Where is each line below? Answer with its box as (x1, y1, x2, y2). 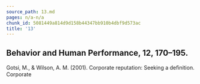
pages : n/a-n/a (6, 14, 44, 20)
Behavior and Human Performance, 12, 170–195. (6, 47, 189, 58)
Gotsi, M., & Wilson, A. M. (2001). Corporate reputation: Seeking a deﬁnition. (6, 64, 195, 71)
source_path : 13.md (6, 8, 55, 15)
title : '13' (6, 25, 36, 32)
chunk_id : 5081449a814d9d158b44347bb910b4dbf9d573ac (6, 20, 141, 26)
